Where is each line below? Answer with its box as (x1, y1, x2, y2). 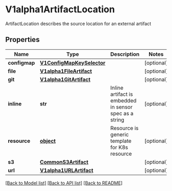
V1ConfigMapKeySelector (40, 59, 106, 66)
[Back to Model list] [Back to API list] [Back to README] (5, 180, 123, 186)
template (110, 137, 132, 144)
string (110, 116, 124, 123)
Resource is (110, 124, 139, 132)
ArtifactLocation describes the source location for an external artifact (5, 20, 152, 27)
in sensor (110, 103, 133, 111)
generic (110, 131, 129, 138)
